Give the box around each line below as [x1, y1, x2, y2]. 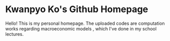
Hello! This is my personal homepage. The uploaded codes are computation [5, 20, 165, 26]
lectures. [5, 31, 24, 37]
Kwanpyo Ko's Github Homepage [5, 4, 149, 15]
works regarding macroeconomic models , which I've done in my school [5, 25, 157, 31]
